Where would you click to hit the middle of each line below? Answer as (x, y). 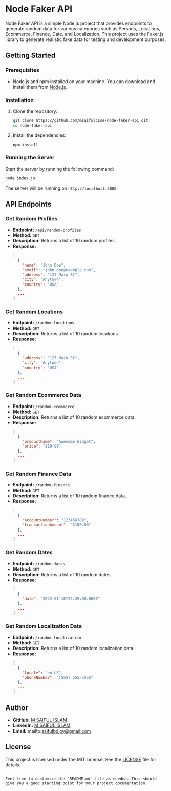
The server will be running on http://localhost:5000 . (61, 188)
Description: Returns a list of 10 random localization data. (73, 648)
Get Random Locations (34, 312)
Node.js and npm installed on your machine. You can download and (84, 81)
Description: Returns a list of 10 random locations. (66, 334)
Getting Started (30, 56)
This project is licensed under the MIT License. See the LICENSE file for (81, 759)
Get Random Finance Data (38, 474)
